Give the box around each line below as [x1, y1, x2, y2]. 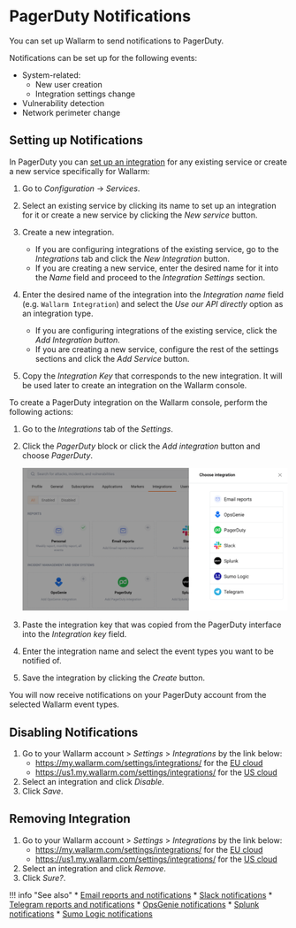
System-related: [21, 69, 81, 81]
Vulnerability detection [21, 97, 105, 108]
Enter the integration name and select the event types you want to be [21, 646, 274, 656]
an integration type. [21, 308, 94, 318]
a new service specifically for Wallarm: [9, 165, 150, 176]
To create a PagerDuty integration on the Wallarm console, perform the [9, 396, 268, 408]
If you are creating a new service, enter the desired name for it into [34, 263, 279, 273]
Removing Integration [9, 811, 131, 826]
